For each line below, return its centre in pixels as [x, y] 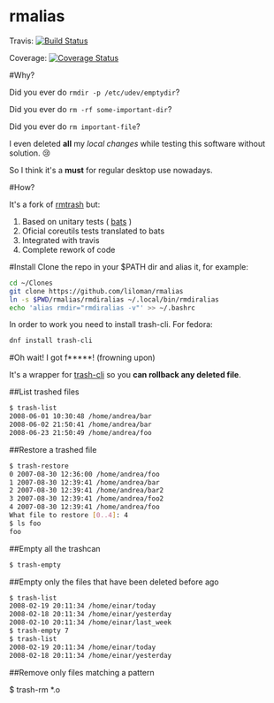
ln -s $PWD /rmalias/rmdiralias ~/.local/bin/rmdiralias [114, 299]
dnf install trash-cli [51, 341]
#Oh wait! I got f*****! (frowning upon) [83, 358]
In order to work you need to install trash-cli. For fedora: [111, 325]
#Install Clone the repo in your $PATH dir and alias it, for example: [129, 266]
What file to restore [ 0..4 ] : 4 [68, 516]
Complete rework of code [68, 249]
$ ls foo [25, 523]
